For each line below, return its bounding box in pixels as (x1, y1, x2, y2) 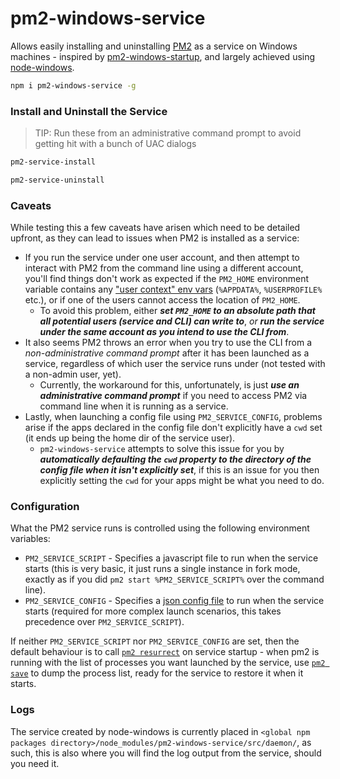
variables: (10, 533, 51, 545)
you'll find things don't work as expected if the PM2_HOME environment (24, 273, 310, 285)
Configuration (10, 500, 80, 514)
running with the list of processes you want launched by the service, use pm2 (10, 657, 326, 669)
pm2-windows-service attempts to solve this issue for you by (39, 443, 285, 455)
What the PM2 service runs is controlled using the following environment (10, 522, 310, 534)
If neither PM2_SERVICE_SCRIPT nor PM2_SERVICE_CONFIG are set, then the (10, 635, 300, 647)
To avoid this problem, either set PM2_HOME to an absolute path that (39, 305, 316, 317)
